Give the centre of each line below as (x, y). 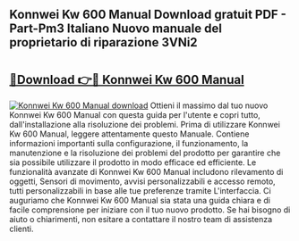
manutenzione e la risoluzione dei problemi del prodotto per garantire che (145, 153)
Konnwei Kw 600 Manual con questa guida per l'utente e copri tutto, (135, 115)
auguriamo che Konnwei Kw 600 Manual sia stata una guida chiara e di (140, 200)
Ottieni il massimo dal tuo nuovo (209, 105)
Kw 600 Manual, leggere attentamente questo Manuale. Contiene (129, 134)
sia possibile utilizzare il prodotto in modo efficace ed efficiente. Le (133, 162)
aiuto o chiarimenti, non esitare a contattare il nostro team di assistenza (141, 219)
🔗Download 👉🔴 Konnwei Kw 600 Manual (127, 79)
